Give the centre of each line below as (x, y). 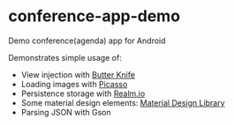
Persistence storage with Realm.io (83, 93)
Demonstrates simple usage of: (65, 57)
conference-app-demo (94, 16)
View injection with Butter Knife (78, 74)
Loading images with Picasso (74, 84)
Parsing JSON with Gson (66, 112)
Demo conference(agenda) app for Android (87, 41)
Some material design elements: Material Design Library (123, 102)
